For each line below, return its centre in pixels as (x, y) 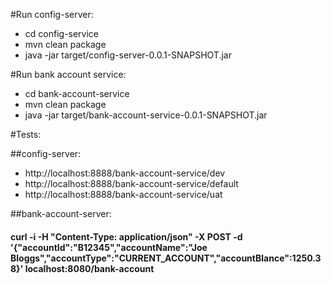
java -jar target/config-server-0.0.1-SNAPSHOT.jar (128, 55)
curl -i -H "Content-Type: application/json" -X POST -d (126, 236)
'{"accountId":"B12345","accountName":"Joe (109, 247)
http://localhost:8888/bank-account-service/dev (125, 173)
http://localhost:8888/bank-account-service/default (131, 183)
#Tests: (26, 134)
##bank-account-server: (61, 213)
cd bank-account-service (77, 93)
